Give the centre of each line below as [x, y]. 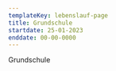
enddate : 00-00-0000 [43, 37]
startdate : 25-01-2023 [46, 30]
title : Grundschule [41, 23]
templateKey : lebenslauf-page [58, 15]
